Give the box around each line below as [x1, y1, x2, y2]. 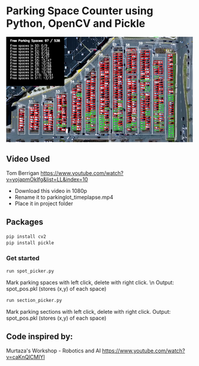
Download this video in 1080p [14, 187, 88, 195]
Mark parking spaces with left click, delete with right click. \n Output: [6, 279, 175, 286]
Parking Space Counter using [6, 4, 154, 18]
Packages [6, 217, 43, 227]
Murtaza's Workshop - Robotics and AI [6, 347, 101, 354]
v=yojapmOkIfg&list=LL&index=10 [6, 176, 88, 183]
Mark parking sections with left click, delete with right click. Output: [6, 308, 171, 315]
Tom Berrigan [6, 170, 40, 177]
